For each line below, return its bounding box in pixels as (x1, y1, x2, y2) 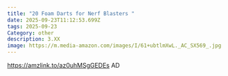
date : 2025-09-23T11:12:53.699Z (7, 17, 100, 23)
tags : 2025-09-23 (7, 23, 58, 30)
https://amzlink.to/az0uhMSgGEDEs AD (7, 61, 120, 69)
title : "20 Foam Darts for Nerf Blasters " (7, 10, 135, 17)
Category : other (7, 29, 54, 37)
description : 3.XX (7, 36, 60, 43)
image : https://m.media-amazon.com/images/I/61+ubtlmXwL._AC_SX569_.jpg (7, 42, 222, 49)
